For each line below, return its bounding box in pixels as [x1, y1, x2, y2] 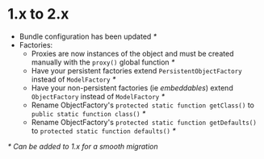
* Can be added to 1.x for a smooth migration [7, 141, 158, 151]
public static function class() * [31, 108, 146, 118]
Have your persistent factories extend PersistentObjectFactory [31, 65, 243, 75]
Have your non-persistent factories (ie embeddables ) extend [31, 82, 233, 93]
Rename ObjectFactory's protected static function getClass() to [31, 100, 255, 110]
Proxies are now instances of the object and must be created [31, 48, 234, 58]
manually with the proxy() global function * [31, 57, 175, 67]
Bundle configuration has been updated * [19, 31, 157, 41]
